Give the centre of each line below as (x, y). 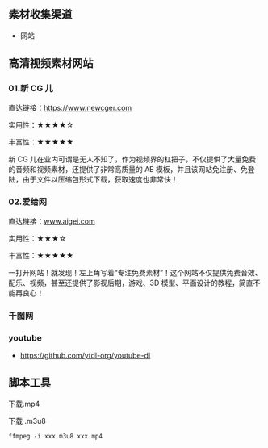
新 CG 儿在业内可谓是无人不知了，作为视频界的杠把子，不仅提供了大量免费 (132, 159)
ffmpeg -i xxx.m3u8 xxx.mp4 (56, 436)
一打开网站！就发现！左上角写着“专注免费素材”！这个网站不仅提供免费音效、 (135, 272)
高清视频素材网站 (51, 63)
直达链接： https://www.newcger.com (70, 107)
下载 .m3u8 (27, 421)
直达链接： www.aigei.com (52, 221)
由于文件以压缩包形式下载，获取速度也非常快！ (100, 179)
